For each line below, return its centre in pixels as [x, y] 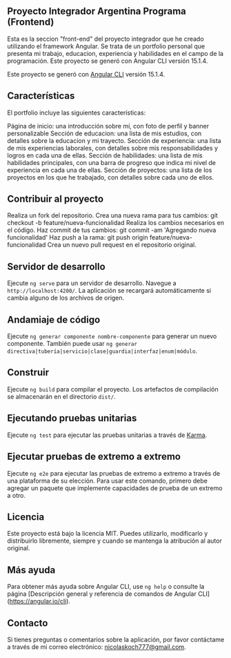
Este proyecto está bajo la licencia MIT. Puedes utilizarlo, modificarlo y [108, 534]
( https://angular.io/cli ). [39, 601]
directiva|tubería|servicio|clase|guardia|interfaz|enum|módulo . [102, 351]
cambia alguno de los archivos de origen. [66, 298]
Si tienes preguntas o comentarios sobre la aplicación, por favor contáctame [116, 639]
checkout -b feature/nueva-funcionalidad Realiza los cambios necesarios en [116, 223]
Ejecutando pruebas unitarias [72, 418]
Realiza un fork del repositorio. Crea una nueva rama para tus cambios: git [113, 215]
